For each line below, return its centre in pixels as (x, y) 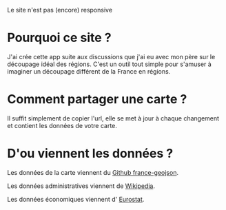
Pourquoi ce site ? (59, 38)
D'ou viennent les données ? (90, 154)
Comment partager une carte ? (97, 99)
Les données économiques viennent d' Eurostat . (76, 199)
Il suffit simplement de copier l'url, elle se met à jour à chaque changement (113, 118)
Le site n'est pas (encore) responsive (60, 10)
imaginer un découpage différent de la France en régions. (89, 71)
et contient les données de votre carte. (62, 125)
